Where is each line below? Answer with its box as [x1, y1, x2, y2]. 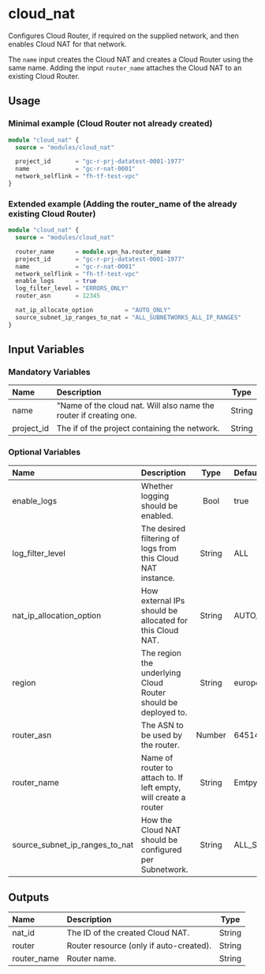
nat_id [12, 927, 35, 938]
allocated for [140, 614, 188, 625]
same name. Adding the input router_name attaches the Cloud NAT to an [8, 62, 242, 72]
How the [140, 814, 173, 825]
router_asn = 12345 [15, 292, 101, 300]
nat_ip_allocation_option [12, 610, 102, 621]
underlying [140, 667, 181, 678]
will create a [140, 791, 186, 802]
